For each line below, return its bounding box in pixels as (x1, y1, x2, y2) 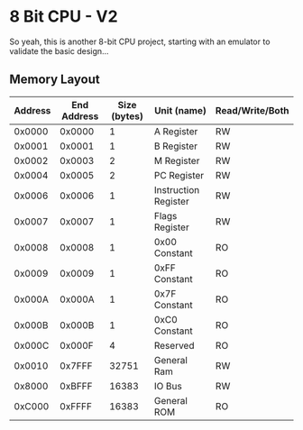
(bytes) (111, 110, 144, 123)
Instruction (153, 183, 200, 196)
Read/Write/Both (215, 104, 289, 116)
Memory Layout (9, 72, 101, 87)
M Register (153, 154, 200, 167)
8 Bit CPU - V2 (9, 6, 119, 27)
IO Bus (153, 380, 182, 392)
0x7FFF (60, 359, 93, 371)
